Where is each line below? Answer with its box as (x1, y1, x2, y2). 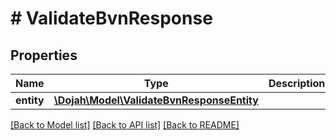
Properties (10, 47, 78, 64)
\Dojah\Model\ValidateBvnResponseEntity (53, 93, 259, 107)
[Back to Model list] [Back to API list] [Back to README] (10, 119, 240, 131)
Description (268, 77, 326, 90)
